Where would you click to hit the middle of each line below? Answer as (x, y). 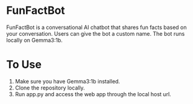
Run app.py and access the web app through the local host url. (93, 94)
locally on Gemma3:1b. (35, 40)
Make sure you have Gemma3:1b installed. (68, 81)
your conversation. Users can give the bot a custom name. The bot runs (96, 33)
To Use (24, 65)
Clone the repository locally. (50, 88)
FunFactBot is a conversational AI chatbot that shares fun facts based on (96, 27)
